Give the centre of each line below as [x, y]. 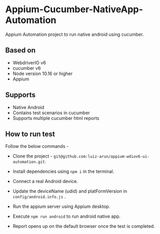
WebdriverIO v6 [29, 63]
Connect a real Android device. [45, 181]
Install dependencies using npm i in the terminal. [63, 171]
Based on [20, 50]
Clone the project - [32, 156]
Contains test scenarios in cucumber [51, 113]
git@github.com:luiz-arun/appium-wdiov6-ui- [101, 157]
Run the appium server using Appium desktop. [61, 206]
